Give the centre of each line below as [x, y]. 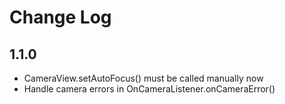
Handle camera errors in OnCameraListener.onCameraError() [149, 89]
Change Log [60, 17]
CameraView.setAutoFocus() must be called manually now [143, 78]
